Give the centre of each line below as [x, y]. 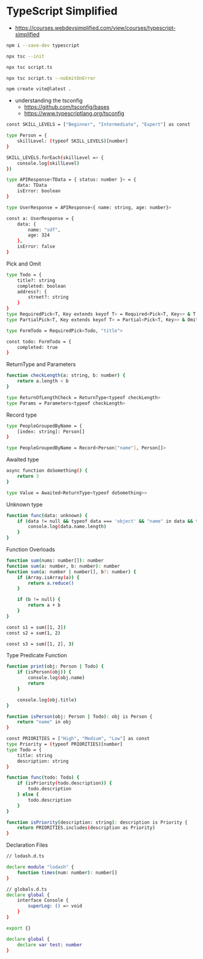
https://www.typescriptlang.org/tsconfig [74, 114]
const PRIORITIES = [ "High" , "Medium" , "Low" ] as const [78, 739]
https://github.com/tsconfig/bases [67, 107]
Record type [22, 415]
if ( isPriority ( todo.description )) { [65, 783]
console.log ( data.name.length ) [67, 527]
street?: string [48, 297]
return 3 [28, 476]
